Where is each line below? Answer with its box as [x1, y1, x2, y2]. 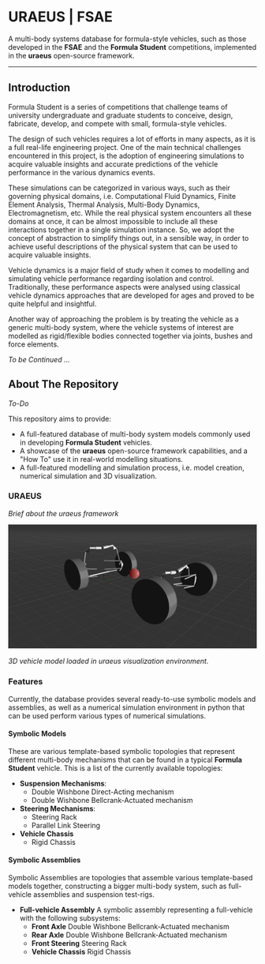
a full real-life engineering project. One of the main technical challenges [8, 142, 241, 152]
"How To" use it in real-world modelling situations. [19, 454, 184, 463]
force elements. [8, 339, 59, 349]
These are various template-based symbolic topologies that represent [8, 746, 235, 756]
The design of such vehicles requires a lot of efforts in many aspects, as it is [8, 134, 256, 144]
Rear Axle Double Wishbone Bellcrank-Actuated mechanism [31, 930, 227, 940]
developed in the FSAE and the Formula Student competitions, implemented [8, 42, 257, 51]
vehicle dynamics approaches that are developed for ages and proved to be [8, 291, 255, 300]
